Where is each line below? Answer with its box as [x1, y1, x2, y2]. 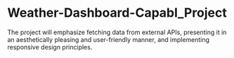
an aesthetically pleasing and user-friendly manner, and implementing [7, 35, 209, 43]
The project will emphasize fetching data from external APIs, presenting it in [7, 28, 227, 36]
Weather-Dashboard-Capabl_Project [7, 5, 227, 21]
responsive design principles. [7, 43, 93, 51]
